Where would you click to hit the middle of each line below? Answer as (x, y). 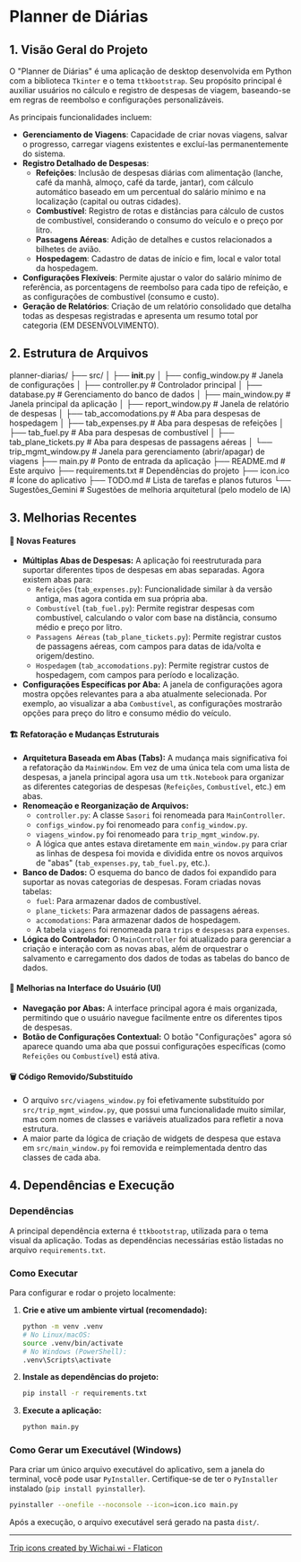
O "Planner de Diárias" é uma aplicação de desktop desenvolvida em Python (150, 71)
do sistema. (43, 154)
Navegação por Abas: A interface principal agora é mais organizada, (150, 1008)
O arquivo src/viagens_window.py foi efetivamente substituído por (143, 1101)
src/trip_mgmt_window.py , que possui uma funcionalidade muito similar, (154, 1110)
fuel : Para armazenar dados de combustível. (118, 900)
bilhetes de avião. (68, 249)
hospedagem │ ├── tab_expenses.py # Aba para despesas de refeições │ (147, 423)
